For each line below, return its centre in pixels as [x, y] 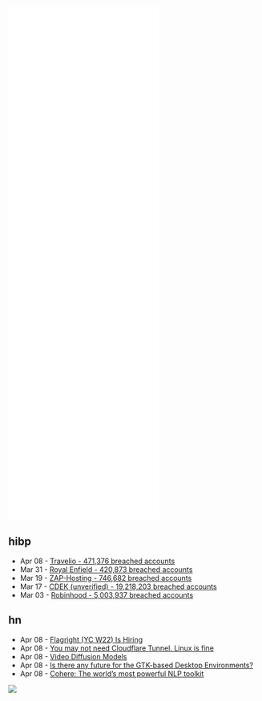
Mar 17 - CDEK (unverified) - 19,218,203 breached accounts [119, 586]
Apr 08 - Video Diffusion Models [73, 656]
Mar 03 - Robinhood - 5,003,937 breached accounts [107, 594]
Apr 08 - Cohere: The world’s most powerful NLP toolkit [112, 673]
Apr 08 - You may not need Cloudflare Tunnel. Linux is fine [117, 648]
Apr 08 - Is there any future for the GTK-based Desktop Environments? [137, 665]
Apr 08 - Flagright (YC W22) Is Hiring [81, 639]
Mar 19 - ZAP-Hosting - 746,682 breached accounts [106, 578]
